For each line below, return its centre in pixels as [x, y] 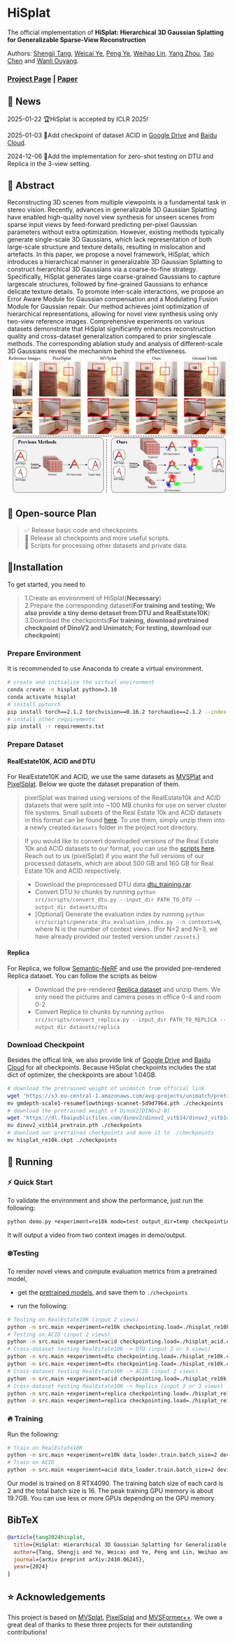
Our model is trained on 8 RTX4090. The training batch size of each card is [115, 1484]
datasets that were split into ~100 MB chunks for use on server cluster [126, 805]
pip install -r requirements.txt [56, 726]
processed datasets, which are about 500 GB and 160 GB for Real [119, 864]
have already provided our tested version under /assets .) [117, 937]
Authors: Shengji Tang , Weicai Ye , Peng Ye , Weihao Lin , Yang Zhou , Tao [111, 53]
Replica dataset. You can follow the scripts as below [82, 976]
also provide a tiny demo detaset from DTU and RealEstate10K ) [117, 613]
